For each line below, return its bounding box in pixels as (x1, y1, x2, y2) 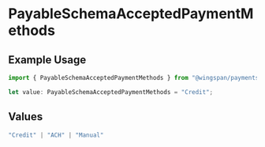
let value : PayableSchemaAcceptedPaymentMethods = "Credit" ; (8, 88, 214, 96)
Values (8, 110, 43, 123)
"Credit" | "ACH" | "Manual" (8, 131, 104, 139)
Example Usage (8, 53, 87, 66)
